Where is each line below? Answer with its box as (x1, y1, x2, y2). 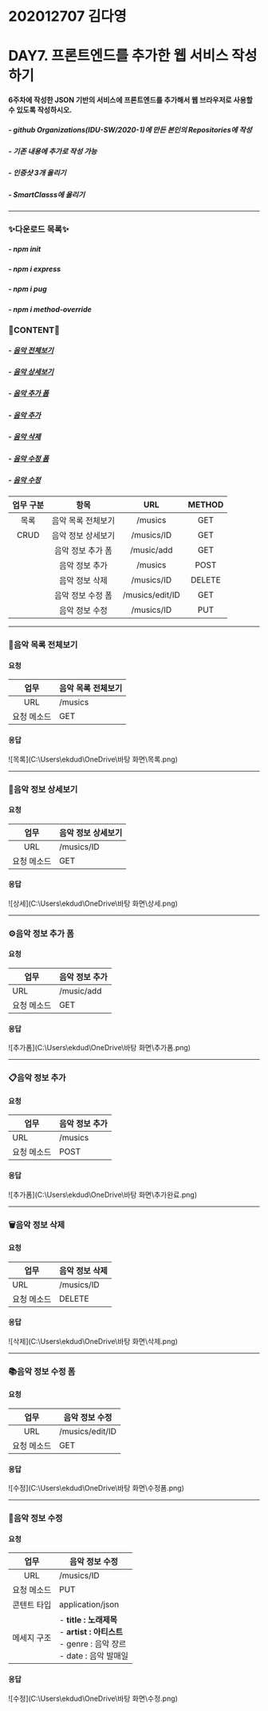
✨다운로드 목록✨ (8, 223, 69, 235)
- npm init (8, 244, 41, 254)
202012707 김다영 (8, 7, 128, 26)
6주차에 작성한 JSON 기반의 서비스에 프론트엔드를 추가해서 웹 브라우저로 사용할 (8, 95, 253, 105)
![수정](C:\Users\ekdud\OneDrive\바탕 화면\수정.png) (8, 1693, 178, 1703)
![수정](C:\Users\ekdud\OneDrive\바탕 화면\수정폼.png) (8, 1484, 185, 1493)
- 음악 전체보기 (8, 345, 54, 355)
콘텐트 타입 (12, 1599, 52, 1610)
